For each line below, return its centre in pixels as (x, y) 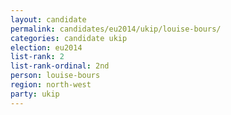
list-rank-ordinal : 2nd (60, 66)
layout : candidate (48, 19)
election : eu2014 (46, 47)
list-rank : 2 (37, 57)
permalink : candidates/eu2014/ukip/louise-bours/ (116, 29)
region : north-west (51, 85)
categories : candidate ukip (69, 38)
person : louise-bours (55, 76)
